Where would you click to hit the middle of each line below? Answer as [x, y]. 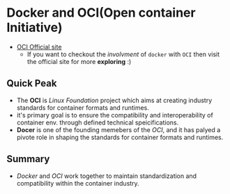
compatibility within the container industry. [78, 183]
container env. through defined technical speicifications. [98, 122]
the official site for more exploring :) [79, 61]
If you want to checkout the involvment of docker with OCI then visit [123, 54]
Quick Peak [32, 84]
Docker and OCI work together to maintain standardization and [106, 176]
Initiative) [34, 27]
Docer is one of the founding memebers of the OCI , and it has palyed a [118, 129]
